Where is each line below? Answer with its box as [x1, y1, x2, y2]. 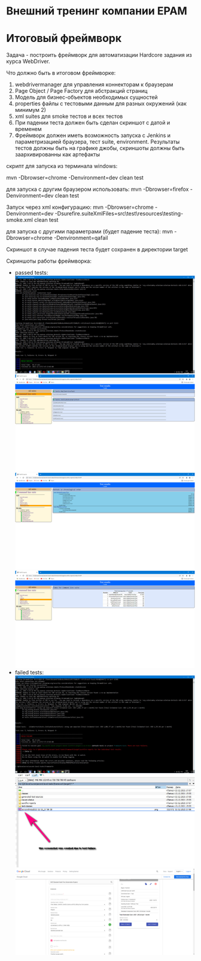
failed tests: [14, 669, 44, 676]
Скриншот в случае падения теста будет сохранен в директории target [6, 246, 188, 253]
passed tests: [14, 269, 48, 276]
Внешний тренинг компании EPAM [6, 4, 187, 18]
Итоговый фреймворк [6, 32, 122, 45]
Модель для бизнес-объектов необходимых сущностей [14, 94, 158, 101]
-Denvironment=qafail [53, 235, 108, 242]
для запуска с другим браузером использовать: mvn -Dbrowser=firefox [6, 185, 189, 193]
